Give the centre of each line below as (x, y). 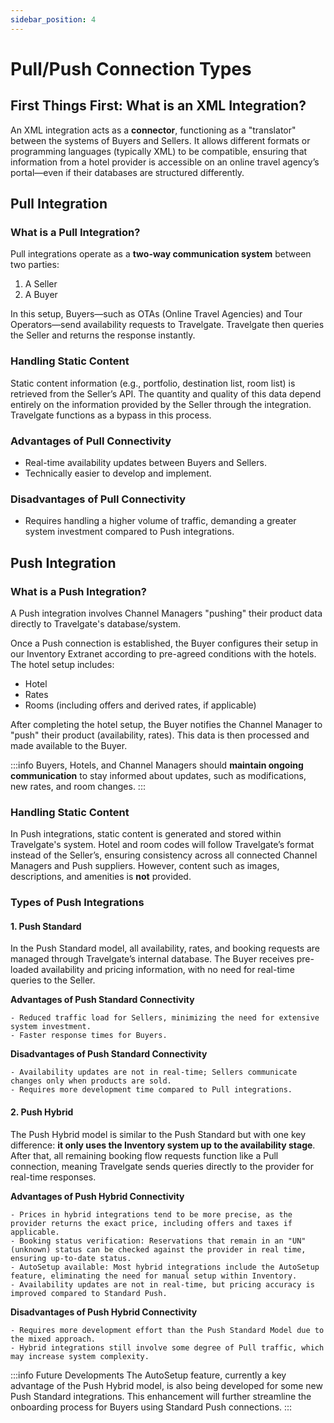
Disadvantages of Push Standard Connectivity (109, 1054)
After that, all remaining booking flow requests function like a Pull (144, 1155)
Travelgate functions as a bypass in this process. (111, 415)
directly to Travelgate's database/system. (96, 623)
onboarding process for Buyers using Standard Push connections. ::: (151, 1407)
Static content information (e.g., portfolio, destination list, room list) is (153, 383)
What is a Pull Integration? (75, 232)
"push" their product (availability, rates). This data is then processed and (160, 735)
